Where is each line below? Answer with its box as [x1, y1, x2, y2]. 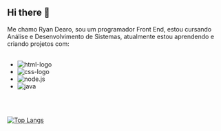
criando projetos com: [7, 39, 70, 48]
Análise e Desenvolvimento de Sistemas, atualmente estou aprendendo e [7, 32, 215, 40]
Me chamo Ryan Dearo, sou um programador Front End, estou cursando [7, 25, 212, 33]
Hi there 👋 [7, 7, 50, 19]
